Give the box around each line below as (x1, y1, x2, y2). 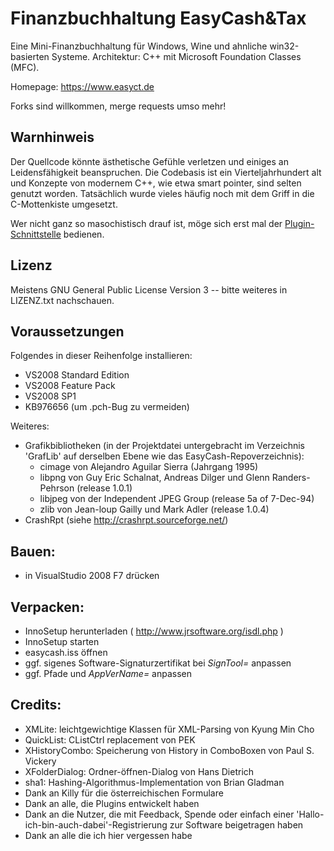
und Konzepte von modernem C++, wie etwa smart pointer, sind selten (10, 177, 302, 189)
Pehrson (39, 482, 75, 494)
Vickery (24, 755, 57, 767)
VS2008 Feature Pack (24, 380, 116, 392)
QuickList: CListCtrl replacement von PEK (24, 733, 196, 746)
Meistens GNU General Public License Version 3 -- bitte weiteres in (10, 283, 288, 296)
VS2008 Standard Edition (24, 369, 130, 381)
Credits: (10, 697, 62, 714)
